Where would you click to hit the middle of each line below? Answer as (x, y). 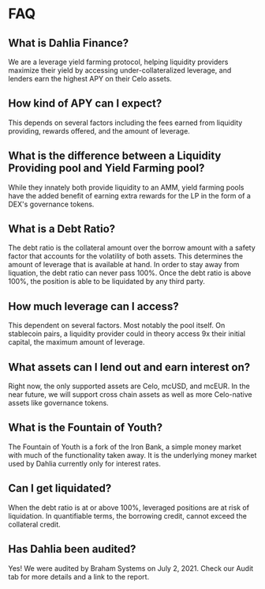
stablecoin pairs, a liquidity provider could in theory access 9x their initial (127, 334)
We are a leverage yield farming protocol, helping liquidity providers (118, 62)
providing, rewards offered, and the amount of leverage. (99, 130)
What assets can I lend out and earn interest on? (129, 367)
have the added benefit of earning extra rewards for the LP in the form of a (129, 195)
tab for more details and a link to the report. (79, 576)
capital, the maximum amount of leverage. (77, 342)
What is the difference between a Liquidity (115, 156)
